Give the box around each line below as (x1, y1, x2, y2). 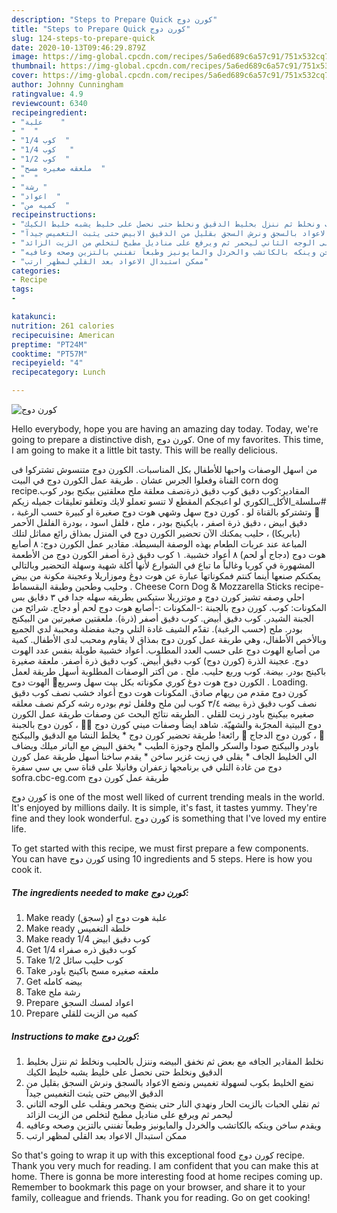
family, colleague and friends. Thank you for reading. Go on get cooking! (11, 1191, 311, 1203)
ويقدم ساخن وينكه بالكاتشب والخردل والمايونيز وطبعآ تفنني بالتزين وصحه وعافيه (25, 1119, 322, 1131)
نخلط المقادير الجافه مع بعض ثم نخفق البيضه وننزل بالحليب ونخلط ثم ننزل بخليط (25, 1055, 324, 1067)
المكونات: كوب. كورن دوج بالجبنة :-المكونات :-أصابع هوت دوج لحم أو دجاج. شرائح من (11, 602, 327, 613)
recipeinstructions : (11, 210, 98, 220)
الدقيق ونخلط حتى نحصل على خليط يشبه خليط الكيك (25, 1066, 223, 1078)
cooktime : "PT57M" (11, 349, 88, 359)
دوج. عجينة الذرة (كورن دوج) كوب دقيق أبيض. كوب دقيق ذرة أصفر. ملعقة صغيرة (11, 655, 309, 666)
